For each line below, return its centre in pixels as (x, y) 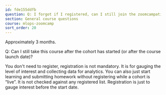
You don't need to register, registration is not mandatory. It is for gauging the (83, 66)
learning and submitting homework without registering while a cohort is (78, 77)
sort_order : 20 (21, 28)
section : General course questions (42, 19)
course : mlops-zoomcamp (30, 23)
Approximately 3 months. (31, 42)
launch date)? (19, 57)
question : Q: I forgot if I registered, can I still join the (70, 14)
